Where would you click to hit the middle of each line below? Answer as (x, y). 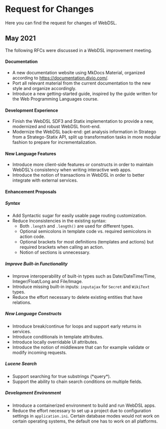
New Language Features (31, 153)
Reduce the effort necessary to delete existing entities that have (77, 297)
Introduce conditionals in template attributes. (58, 336)
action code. (32, 237)
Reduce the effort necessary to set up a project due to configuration (82, 410)
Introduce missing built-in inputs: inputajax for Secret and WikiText (81, 286)
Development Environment (33, 393)
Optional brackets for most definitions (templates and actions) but (87, 241)
